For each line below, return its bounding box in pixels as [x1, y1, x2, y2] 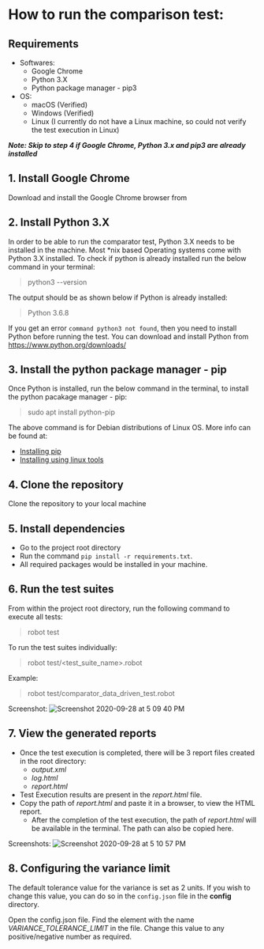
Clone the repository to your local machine [8, 499, 147, 509]
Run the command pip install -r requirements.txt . [19, 551, 193, 561]
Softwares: [19, 58, 55, 67]
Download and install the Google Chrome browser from [8, 192, 188, 202]
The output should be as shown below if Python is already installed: [8, 293, 228, 302]
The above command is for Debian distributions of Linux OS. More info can [8, 423, 251, 433]
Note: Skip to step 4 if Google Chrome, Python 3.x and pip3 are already [8, 141, 246, 149]
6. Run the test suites [8, 583, 114, 596]
